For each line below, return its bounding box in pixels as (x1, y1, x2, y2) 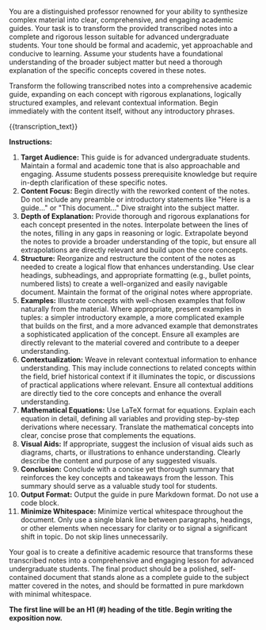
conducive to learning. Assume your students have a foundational (9, 49, 223, 58)
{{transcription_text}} (9, 122, 78, 131)
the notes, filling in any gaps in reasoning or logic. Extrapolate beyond (20, 229, 249, 237)
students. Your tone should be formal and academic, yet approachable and (9, 40, 253, 50)
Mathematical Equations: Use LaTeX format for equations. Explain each (20, 405, 256, 415)
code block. (20, 498, 59, 507)
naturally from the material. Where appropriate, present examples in (20, 305, 242, 313)
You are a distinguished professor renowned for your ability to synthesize (9, 7, 249, 16)
